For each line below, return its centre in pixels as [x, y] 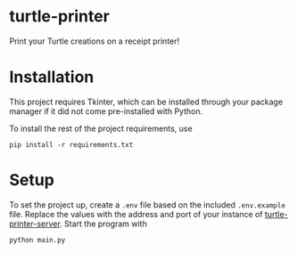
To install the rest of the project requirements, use [101, 128]
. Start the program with [103, 224]
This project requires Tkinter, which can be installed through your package [146, 102]
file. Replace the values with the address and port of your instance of [136, 214]
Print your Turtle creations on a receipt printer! [95, 41]
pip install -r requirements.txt [71, 144]
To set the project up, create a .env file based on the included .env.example [148, 204]
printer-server [35, 224]
